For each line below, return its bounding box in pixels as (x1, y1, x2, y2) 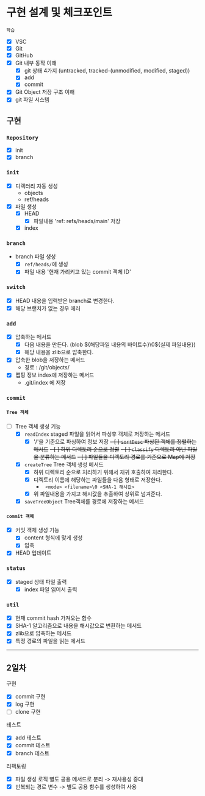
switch (6, 284, 26, 291)
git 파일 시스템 (15, 96, 50, 104)
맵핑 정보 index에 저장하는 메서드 (15, 371, 95, 378)
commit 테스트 (15, 742, 51, 749)
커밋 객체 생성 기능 (15, 527, 60, 534)
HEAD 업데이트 (15, 549, 52, 556)
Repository (6, 134, 38, 141)
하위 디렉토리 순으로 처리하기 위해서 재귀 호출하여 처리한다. (33, 468, 174, 475)
